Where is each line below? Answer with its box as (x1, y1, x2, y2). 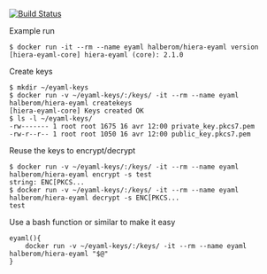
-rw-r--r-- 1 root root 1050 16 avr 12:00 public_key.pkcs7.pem (9, 129, 251, 138)
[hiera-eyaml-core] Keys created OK (9, 106, 144, 115)
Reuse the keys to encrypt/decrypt (9, 145, 136, 155)
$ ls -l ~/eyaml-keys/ (9, 114, 93, 123)
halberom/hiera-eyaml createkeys (9, 98, 133, 107)
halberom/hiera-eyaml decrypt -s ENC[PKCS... (9, 193, 179, 202)
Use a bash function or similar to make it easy (9, 217, 176, 227)
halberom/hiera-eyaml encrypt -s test (9, 170, 152, 179)
